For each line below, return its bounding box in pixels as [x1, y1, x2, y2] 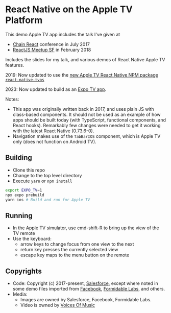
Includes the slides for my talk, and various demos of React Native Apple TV [5, 56, 165, 62]
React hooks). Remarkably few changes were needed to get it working [12, 122, 161, 128]
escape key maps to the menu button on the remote [20, 252, 130, 258]
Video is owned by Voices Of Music [20, 302, 95, 308]
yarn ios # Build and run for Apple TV [5, 197, 90, 202]
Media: [12, 291, 28, 297]
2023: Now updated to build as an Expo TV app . [5, 86, 106, 92]
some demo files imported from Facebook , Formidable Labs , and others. [12, 286, 165, 292]
